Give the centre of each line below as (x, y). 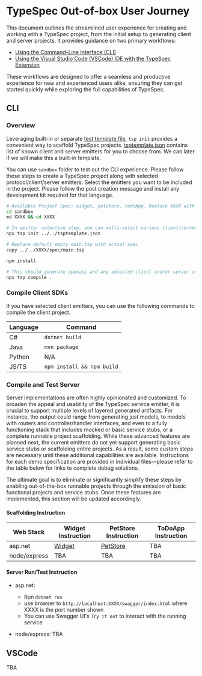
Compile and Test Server (43, 384)
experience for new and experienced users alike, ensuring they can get (94, 83)
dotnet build (63, 337)
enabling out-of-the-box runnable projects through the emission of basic (96, 486)
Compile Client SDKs (37, 293)
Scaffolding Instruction (36, 512)
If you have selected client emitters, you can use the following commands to (100, 306)
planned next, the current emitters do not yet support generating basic (93, 442)
